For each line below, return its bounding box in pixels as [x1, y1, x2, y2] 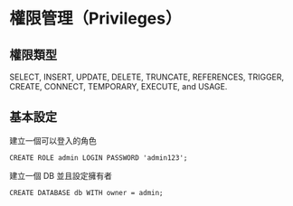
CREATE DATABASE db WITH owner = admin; [9, 188, 165, 197]
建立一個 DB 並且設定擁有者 [9, 170, 113, 181]
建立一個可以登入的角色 [9, 135, 97, 145]
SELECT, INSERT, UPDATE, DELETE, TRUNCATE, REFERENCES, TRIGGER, [9, 71, 285, 82]
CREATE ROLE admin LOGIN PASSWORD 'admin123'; [9, 153, 188, 163]
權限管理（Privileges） [9, 8, 182, 29]
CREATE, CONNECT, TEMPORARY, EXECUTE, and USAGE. [9, 81, 228, 91]
